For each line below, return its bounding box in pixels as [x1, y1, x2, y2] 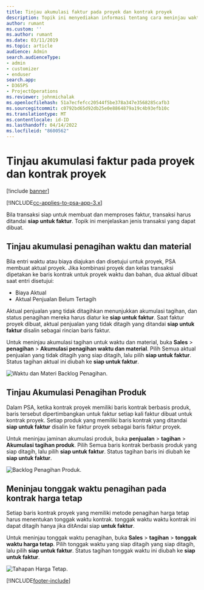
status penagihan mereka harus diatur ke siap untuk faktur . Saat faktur [6, 313, 185, 321]
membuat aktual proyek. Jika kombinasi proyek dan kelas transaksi [6, 264, 174, 271]
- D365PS [6, 83, 29, 89]
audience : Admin [6, 49, 47, 55]
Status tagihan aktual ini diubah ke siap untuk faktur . [6, 358, 140, 365]
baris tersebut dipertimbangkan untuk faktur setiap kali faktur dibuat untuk [6, 410, 192, 418]
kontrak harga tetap [6, 493, 83, 503]
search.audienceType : [6, 54, 61, 60]
